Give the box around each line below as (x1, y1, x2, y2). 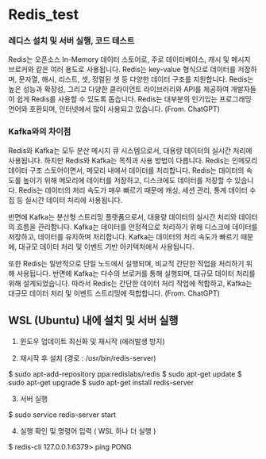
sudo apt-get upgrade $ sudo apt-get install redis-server (8, 377, 195, 387)
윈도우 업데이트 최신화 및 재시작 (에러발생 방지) (19, 336, 165, 346)
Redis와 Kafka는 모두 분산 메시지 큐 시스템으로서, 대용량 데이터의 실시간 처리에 (8, 145, 253, 155)
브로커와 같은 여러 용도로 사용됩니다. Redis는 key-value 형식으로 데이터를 (8, 65, 237, 75)
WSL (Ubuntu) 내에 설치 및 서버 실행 (8, 314, 179, 327)
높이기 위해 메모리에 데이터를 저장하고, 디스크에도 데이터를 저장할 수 (22, 175, 233, 185)
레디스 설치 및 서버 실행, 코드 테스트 (8, 36, 135, 47)
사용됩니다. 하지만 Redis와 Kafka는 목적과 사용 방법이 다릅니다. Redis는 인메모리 (8, 155, 258, 165)
